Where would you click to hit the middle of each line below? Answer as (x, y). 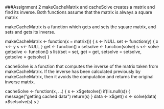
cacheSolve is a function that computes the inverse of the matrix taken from (82, 66)
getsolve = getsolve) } (27, 57)
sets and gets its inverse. (30, 32)
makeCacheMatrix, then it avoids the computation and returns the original (79, 77)
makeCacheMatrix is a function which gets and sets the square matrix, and (81, 27)
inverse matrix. (20, 82)
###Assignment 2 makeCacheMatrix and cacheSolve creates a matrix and (80, 7)
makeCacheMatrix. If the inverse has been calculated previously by (73, 72)
